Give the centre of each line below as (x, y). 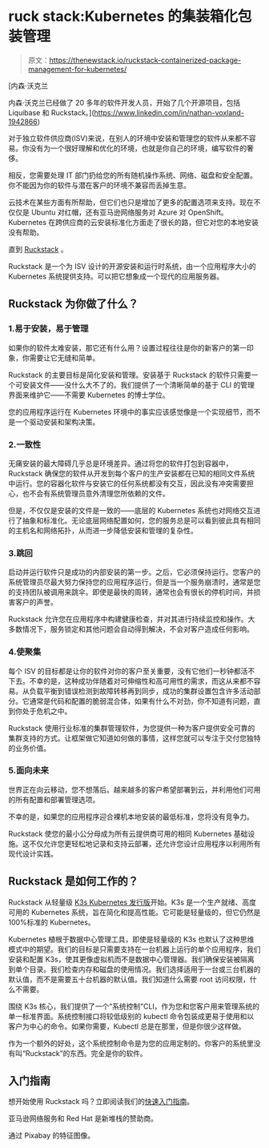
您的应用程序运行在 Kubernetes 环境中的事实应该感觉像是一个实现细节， (127, 411)
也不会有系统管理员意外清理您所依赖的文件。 (96, 493)
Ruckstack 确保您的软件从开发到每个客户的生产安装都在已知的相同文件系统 (132, 473)
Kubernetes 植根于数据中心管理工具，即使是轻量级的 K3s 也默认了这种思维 (131, 939)
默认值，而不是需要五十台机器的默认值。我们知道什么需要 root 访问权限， (129, 979)
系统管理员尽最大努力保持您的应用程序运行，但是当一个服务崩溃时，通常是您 (134, 582)
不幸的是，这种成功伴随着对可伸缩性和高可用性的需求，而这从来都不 (141, 680)
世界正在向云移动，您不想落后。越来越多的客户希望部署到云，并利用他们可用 (134, 789)
